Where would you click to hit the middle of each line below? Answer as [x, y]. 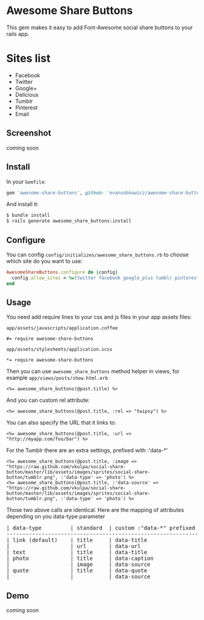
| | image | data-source [78, 565]
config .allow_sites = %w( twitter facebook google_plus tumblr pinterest [106, 278]
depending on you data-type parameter [56, 517]
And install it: [22, 204]
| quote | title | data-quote [77, 571]
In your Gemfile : [26, 181]
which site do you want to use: [45, 261]
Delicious [27, 94]
